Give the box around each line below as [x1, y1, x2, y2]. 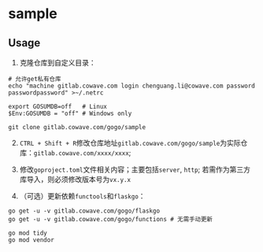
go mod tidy [8, 229, 47, 237]
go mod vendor [8, 236, 55, 244]
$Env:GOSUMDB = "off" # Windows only [8, 109, 132, 117]
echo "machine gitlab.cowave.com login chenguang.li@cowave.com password [8, 82, 256, 90]
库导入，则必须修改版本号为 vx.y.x [19, 175, 131, 183]
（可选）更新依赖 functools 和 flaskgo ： [19, 191, 146, 201]
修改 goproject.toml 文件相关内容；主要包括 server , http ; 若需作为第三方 [19, 165, 250, 174]
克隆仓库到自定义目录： [19, 58, 96, 67]
